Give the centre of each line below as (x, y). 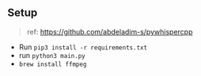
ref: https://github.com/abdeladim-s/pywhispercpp (110, 31)
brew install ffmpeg (53, 64)
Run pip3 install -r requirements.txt (83, 47)
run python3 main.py (52, 55)
